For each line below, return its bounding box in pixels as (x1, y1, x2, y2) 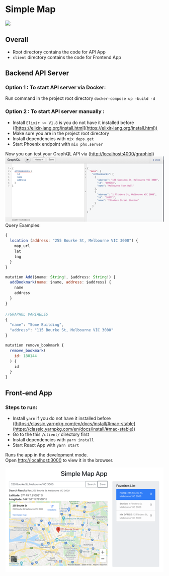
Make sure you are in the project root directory (12, 130, 110, 136)
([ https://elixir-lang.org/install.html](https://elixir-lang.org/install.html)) (12, 125, 157, 131)
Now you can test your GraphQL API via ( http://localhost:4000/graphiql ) (5, 150, 154, 157)
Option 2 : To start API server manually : (5, 108, 105, 115)
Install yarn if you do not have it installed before (12, 415, 111, 421)
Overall (5, 35, 29, 44)
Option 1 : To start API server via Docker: (5, 84, 106, 91)
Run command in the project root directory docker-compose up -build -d (5, 95, 155, 101)
